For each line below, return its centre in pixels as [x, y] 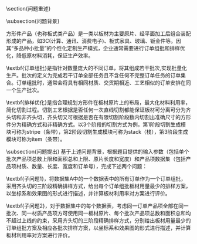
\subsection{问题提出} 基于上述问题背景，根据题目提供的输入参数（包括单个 [98, 152]
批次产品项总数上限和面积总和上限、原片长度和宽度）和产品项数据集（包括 [96, 159]
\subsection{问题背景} [33, 21]
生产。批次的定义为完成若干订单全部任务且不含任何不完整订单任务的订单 [93, 75]
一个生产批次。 [24, 90]
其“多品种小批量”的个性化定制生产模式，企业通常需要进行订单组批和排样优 [96, 48]
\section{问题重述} [28, 9]
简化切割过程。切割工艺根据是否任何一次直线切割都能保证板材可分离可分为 [96, 110]
